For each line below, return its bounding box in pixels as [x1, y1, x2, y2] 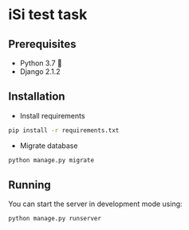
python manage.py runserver [8, 215, 102, 223]
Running [8, 177, 52, 192]
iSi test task [8, 6, 88, 24]
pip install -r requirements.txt [8, 126, 120, 134]
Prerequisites [8, 37, 77, 51]
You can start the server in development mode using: [8, 199, 183, 209]
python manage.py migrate [8, 156, 94, 164]
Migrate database [19, 141, 78, 150]
